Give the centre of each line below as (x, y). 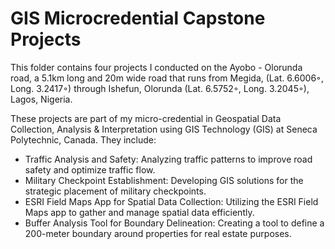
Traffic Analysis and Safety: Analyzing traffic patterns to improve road (168, 159)
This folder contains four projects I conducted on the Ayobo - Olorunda (156, 67)
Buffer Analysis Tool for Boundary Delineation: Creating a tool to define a (174, 223)
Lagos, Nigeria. (41, 99)
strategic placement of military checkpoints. (115, 191)
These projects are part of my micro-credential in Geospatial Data (146, 118)
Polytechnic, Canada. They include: (83, 139)
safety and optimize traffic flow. (90, 169)
